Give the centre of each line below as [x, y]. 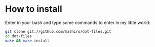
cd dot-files [19, 36]
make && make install [27, 41]
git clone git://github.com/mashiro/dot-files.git [58, 31]
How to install [34, 9]
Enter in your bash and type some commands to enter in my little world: [78, 23]
